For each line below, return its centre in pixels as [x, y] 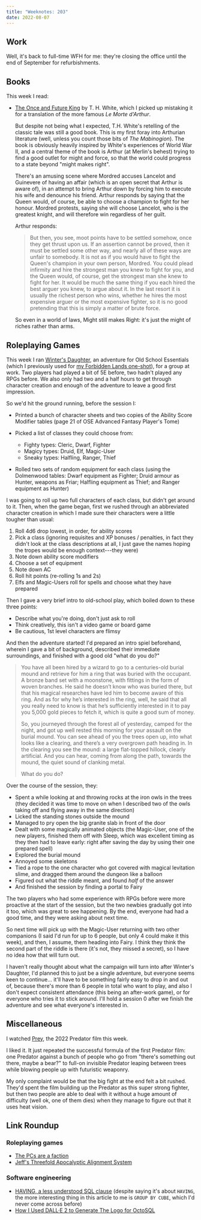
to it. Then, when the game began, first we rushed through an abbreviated [97, 506]
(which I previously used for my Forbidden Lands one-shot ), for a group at [98, 366]
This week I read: [28, 96]
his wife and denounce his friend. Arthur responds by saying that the [100, 195]
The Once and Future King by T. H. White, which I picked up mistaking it [104, 108]
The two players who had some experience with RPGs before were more [96, 898]
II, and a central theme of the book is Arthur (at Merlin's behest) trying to [105, 152]
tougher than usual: [30, 519]
